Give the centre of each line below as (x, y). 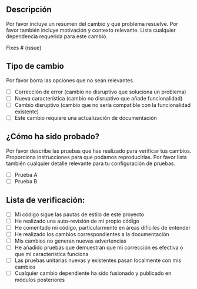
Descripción (29, 10)
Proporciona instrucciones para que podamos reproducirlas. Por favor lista (96, 157)
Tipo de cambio (35, 66)
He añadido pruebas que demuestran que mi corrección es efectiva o (99, 247)
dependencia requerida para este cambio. (57, 36)
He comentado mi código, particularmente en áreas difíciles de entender (103, 227)
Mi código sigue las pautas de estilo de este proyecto (79, 214)
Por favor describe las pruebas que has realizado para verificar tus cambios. (99, 151)
